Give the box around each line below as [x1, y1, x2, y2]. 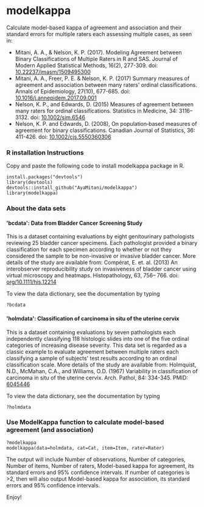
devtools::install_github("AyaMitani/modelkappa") [6, 184, 138, 191]
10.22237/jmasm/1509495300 [15, 68, 91, 75]
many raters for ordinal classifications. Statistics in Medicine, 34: [15, 107, 178, 114]
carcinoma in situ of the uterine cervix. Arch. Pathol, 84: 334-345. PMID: [6, 374, 189, 381]
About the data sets [6, 204, 66, 213]
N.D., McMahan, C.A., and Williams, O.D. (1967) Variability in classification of [6, 367, 198, 374]
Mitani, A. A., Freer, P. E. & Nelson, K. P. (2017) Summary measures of [15, 75, 190, 82]
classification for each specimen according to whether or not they [6, 246, 172, 253]
